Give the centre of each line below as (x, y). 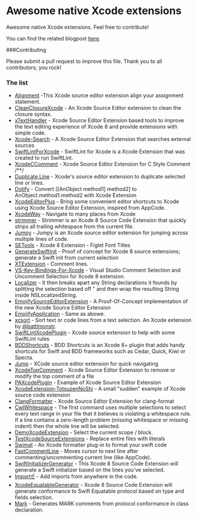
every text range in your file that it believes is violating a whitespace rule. (103, 414)
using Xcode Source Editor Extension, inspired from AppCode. (90, 208)
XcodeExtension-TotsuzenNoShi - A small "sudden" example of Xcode (100, 389)
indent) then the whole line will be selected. (67, 426)
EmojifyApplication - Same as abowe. (60, 314)
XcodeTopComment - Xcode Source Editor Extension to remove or (95, 370)
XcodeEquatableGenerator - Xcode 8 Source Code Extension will (93, 485)
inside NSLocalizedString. (46, 295)
